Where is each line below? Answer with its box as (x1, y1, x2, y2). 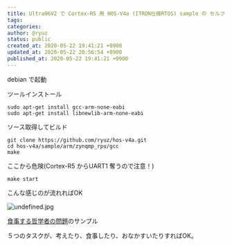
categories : (7, 23, 42, 30)
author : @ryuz (7, 29, 48, 37)
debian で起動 (7, 75, 47, 83)
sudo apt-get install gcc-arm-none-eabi (7, 103, 126, 111)
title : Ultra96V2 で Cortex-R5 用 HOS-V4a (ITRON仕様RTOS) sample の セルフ (7, 10, 226, 17)
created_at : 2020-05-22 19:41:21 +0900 (7, 42, 123, 49)
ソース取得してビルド (7, 123, 68, 131)
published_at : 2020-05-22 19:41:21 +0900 (7, 55, 129, 62)
